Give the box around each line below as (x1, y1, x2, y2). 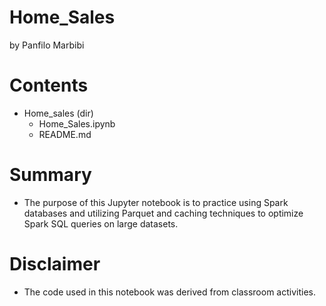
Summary (9, 164, 92, 186)
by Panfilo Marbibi (9, 39, 85, 51)
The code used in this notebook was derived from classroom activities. (23, 286, 317, 298)
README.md (38, 128, 92, 140)
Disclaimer (9, 253, 101, 275)
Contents (9, 74, 89, 97)
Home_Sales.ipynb (38, 117, 116, 130)
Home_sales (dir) (23, 107, 94, 119)
